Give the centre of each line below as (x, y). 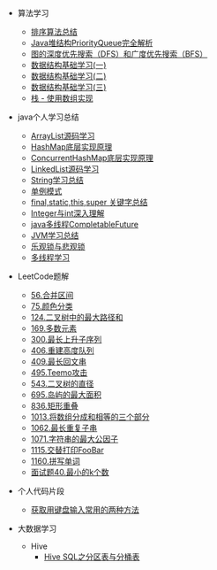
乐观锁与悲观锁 (58, 246)
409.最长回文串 (58, 362)
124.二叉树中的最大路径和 (77, 317)
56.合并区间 (52, 295)
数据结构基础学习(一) (68, 65)
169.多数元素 (54, 328)
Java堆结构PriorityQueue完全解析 (92, 43)
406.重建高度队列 (62, 350)
